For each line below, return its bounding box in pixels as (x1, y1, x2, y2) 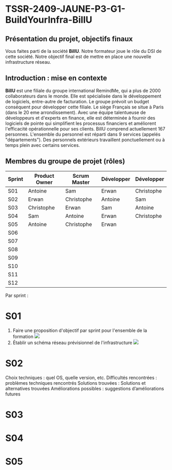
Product (34, 172, 55, 179)
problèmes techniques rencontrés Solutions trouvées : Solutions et (5, 380, 146, 386)
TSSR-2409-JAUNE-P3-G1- (5, 3, 125, 15)
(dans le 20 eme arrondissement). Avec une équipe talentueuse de (5, 109, 146, 116)
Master (72, 178, 90, 185)
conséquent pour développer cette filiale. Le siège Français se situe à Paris (5, 104, 164, 110)
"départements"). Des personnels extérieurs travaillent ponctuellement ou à (5, 137, 165, 143)
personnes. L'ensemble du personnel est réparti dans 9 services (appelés (5, 131, 161, 137)
